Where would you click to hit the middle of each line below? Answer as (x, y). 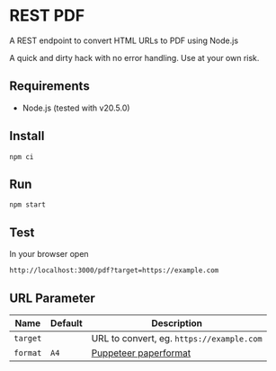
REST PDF (47, 16)
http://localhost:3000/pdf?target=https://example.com (114, 270)
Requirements (49, 86)
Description (177, 323)
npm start (28, 205)
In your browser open (49, 254)
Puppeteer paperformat (141, 353)
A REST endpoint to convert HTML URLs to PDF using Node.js (124, 40)
